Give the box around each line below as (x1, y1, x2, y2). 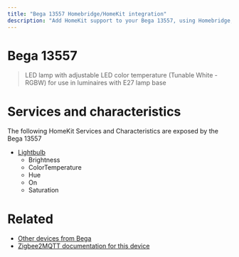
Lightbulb (17, 148, 46, 157)
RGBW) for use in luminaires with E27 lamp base (24, 79, 166, 87)
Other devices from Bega (17, 234, 92, 243)
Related (7, 211, 53, 227)
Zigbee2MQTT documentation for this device (17, 242, 150, 251)
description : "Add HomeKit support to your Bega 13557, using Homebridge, (7, 17, 234, 24)
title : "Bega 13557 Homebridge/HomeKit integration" (7, 10, 167, 18)
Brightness (28, 155, 60, 164)
